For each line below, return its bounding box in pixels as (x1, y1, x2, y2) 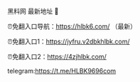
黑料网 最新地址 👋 (7, 7, 59, 15)
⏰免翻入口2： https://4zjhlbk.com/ (7, 53, 107, 61)
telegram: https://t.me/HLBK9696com (7, 67, 117, 75)
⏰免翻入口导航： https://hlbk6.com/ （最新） (7, 22, 137, 31)
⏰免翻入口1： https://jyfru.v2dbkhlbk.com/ (7, 37, 130, 46)
